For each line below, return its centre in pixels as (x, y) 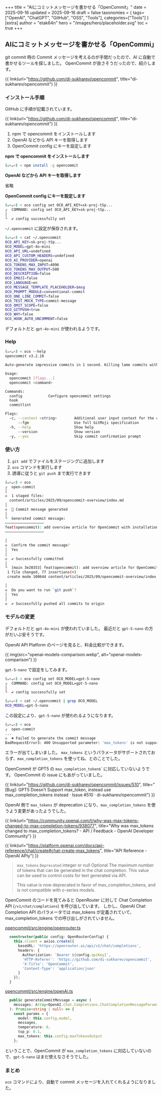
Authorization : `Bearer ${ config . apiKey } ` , (67, 955)
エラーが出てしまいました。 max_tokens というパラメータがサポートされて (78, 753)
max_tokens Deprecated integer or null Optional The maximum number (85, 865)
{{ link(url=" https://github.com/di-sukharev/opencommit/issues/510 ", (74, 785)
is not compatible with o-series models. (56, 890)
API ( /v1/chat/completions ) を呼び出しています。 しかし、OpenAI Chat (75, 906)
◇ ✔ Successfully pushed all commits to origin (55, 604)
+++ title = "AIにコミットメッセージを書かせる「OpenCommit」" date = (76, 7)
